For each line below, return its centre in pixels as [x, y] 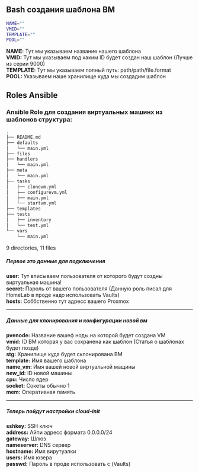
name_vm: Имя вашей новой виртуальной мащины [71, 367]
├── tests [18, 215]
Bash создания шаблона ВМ [61, 10]
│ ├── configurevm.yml [37, 192]
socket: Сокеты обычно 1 [38, 386]
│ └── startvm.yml [32, 203]
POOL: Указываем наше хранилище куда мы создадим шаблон [86, 76]
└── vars [17, 231]
